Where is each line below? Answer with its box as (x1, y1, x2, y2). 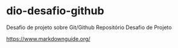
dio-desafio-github (6, 4, 104, 18)
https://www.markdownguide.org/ (6, 35, 91, 42)
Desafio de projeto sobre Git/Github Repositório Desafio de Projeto (6, 24, 172, 31)
